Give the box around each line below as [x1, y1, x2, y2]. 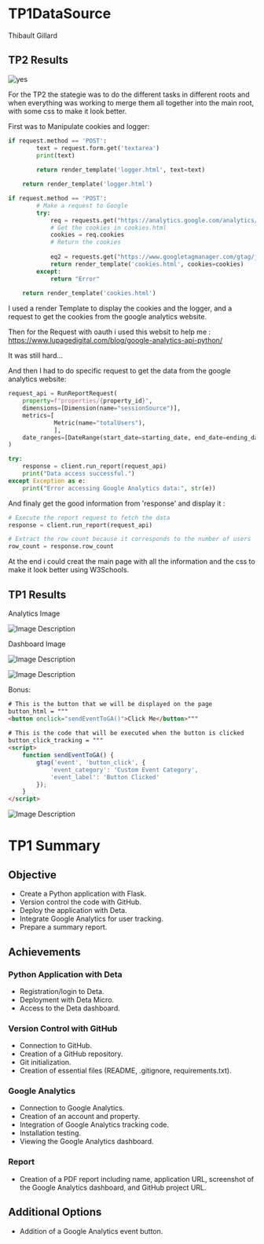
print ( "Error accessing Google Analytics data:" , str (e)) [22, 484, 216, 492]
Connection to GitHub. [19, 1041, 93, 1051]
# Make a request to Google [36, 201, 128, 209]
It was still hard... [8, 351, 64, 360]
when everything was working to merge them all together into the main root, [8, 98, 255, 107]
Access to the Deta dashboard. [19, 1003, 120, 1013]
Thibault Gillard [8, 31, 57, 40]
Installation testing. [19, 1128, 81, 1138]
